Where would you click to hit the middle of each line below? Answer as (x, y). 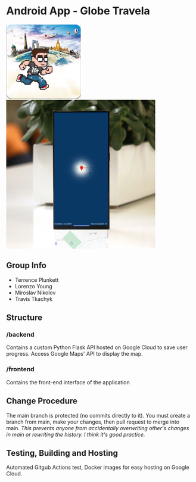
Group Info (26, 265)
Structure (24, 318)
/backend (20, 335)
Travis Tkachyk (33, 298)
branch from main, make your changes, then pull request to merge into (93, 422)
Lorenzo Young (33, 286)
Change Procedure (42, 401)
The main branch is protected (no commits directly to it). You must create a (98, 415)
